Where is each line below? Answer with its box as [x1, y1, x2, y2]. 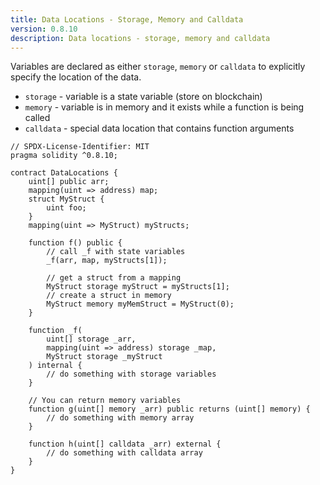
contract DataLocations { [10, 168, 118, 178]
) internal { [28, 361, 83, 371]
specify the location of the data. [10, 71, 142, 83]
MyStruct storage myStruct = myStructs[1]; [46, 282, 230, 292]
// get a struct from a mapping [46, 273, 182, 283]
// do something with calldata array [46, 448, 203, 458]
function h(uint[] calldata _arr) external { [28, 439, 222, 450]
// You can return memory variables [28, 396, 182, 406]
